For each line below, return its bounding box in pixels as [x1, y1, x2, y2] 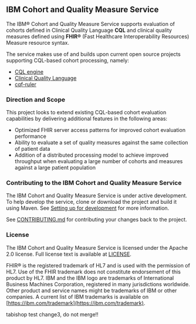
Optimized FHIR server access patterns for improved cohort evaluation [14, 127, 186, 134]
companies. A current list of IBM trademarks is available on [6, 293, 148, 300]
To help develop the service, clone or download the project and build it [6, 199, 177, 206]
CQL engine [14, 68, 44, 75]
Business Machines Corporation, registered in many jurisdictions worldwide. [6, 280, 191, 287]
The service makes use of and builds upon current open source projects [6, 50, 181, 58]
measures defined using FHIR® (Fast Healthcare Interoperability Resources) [6, 32, 190, 40]
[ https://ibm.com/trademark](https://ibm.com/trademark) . [6, 299, 146, 306]
